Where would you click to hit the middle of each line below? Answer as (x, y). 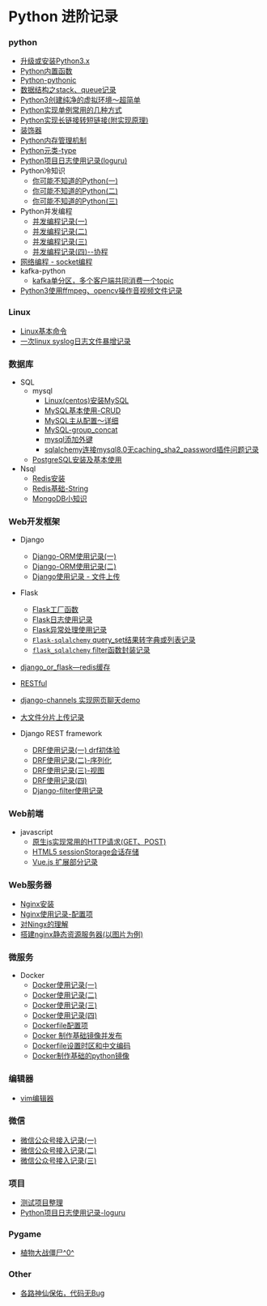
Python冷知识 (43, 171)
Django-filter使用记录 (68, 791)
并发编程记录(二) (59, 232)
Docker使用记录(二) (65, 995)
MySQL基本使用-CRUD (83, 411)
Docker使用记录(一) (65, 985)
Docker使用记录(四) (65, 1015)
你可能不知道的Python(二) (75, 191)
